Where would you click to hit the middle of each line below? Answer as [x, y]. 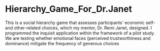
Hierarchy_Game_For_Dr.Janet [68, 9]
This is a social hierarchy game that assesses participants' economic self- [80, 23]
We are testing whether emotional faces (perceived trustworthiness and [78, 38]
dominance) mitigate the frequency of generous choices [62, 43]
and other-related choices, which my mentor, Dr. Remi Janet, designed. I [79, 27]
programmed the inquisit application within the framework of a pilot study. [80, 33]
